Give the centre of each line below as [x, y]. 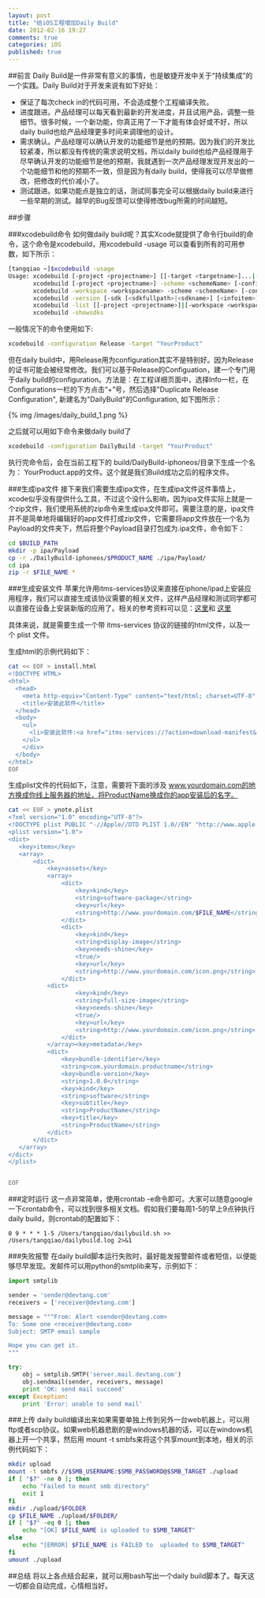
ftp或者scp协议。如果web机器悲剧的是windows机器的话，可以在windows [127, 1430]
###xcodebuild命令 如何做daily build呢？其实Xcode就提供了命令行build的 [127, 234]
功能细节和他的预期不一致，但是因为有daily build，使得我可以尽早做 [136, 171]
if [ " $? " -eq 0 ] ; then [49, 1523]
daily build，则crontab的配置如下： [65, 1219]
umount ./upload [35, 1559]
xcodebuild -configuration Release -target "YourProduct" [105, 344]
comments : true [33, 37]
